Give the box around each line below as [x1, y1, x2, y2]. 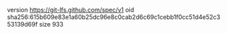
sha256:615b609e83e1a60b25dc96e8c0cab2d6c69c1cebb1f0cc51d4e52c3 [7, 13, 221, 21]
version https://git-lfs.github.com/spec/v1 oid [7, 6, 135, 14]
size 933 [39, 20, 64, 28]
